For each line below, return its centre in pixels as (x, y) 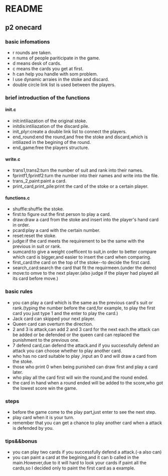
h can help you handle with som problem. (55, 74)
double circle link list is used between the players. (64, 85)
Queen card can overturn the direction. (53, 324)
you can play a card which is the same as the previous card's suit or (82, 302)
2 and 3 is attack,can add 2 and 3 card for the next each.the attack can (86, 329)
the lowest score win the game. (45, 388)
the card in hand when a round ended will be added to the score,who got (88, 382)
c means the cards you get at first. (48, 68)
